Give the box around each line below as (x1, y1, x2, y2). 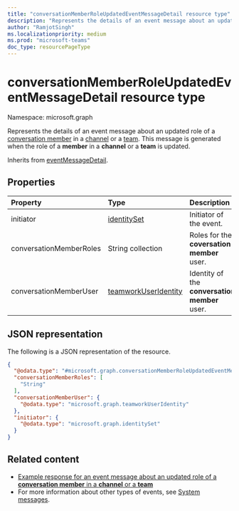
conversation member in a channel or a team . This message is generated (7, 134, 221, 143)
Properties (7, 176, 55, 189)
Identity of (189, 268, 224, 278)
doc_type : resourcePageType (7, 43, 91, 51)
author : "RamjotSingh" (7, 24, 75, 31)
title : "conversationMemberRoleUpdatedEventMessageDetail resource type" (7, 10, 231, 18)
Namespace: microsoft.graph (7, 113, 93, 121)
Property (11, 197, 42, 207)
